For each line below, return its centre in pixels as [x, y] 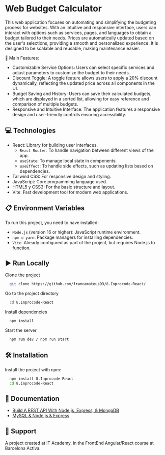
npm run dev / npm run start [39, 339]
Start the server [21, 330]
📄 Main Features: [22, 58]
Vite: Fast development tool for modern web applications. [70, 192]
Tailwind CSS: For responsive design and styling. [62, 176]
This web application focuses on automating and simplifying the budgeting [81, 22]
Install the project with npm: [33, 369]
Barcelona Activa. [23, 448]
